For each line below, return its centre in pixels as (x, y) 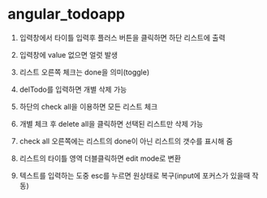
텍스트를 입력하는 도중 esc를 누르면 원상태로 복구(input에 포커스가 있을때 (135, 175)
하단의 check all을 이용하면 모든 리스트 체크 (88, 106)
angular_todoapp (67, 14)
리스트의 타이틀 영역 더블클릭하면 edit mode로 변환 (100, 158)
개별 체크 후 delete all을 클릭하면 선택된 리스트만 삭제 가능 (111, 123)
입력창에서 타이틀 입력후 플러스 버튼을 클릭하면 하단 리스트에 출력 (122, 37)
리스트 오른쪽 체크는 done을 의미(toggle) (84, 72)
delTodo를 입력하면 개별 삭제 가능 (73, 89)
